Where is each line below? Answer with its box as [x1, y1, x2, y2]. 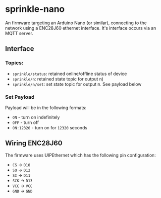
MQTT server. [5, 30, 34, 36]
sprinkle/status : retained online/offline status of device [12, 71, 127, 77]
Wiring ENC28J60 [5, 139, 63, 148]
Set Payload [5, 93, 35, 100]
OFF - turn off [12, 119, 39, 125]
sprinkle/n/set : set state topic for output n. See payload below [12, 81, 142, 87]
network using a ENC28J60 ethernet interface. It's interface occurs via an [5, 25, 156, 31]
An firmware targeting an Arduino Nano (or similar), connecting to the [5, 20, 147, 26]
